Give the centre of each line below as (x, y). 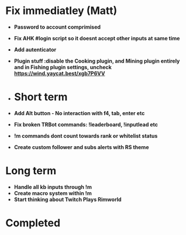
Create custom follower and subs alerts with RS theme (81, 147)
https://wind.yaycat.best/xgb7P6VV (59, 73)
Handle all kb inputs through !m (53, 187)
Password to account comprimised (57, 27)
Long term (31, 171)
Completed (33, 223)
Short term (41, 97)
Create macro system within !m (53, 193)
